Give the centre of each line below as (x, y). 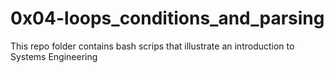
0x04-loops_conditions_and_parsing (167, 18)
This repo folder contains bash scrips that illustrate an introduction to (152, 46)
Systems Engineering (54, 56)
